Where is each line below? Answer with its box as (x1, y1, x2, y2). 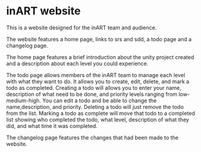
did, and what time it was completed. (6, 122, 98, 129)
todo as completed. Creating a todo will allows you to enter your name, (6, 84, 182, 91)
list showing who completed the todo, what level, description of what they (6, 115, 190, 123)
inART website (6, 4, 81, 18)
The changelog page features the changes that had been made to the (6, 133, 179, 141)
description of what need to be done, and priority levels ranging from (6, 90, 178, 98)
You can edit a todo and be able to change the (42, 97, 157, 104)
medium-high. (6, 97, 41, 104)
